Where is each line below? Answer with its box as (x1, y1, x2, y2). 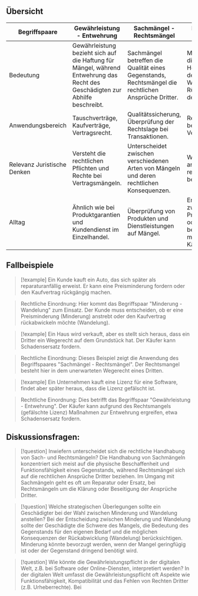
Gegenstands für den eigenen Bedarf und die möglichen (20, 528, 158, 536)
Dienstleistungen (127, 222, 174, 230)
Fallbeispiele (6, 260, 54, 270)
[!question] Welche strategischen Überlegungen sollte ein (20, 503, 161, 510)
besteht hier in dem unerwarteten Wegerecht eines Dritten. (20, 367, 164, 374)
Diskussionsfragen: (6, 432, 80, 442)
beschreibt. (72, 101, 104, 109)
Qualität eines (127, 63, 166, 72)
